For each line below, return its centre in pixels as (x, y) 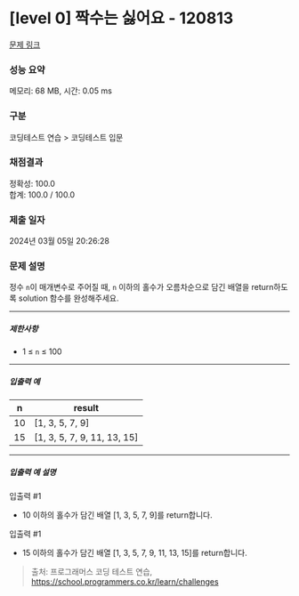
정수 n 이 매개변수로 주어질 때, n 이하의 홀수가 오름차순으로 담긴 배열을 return (141, 287)
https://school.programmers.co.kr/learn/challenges (125, 582)
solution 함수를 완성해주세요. (69, 298)
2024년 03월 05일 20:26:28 (59, 241)
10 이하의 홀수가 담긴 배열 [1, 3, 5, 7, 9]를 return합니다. (117, 515)
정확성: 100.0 (32, 183)
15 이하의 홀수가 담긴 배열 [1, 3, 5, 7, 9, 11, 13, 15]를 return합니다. (134, 553)
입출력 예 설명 (32, 471)
